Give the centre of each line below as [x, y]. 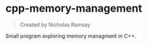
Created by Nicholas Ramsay [55, 25]
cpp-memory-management [74, 8]
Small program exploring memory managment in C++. [71, 36]
